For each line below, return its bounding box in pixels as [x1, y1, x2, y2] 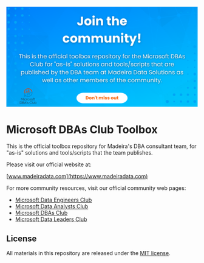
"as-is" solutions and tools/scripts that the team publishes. [6, 149, 153, 156]
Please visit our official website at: [6, 161, 92, 168]
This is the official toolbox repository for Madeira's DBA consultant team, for [6, 142, 197, 150]
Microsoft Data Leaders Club [15, 216, 87, 223]
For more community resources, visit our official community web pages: [6, 184, 186, 192]
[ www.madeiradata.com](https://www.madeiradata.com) [6, 173, 148, 180]
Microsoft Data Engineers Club [15, 196, 92, 204]
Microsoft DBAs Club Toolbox [6, 122, 158, 136]
